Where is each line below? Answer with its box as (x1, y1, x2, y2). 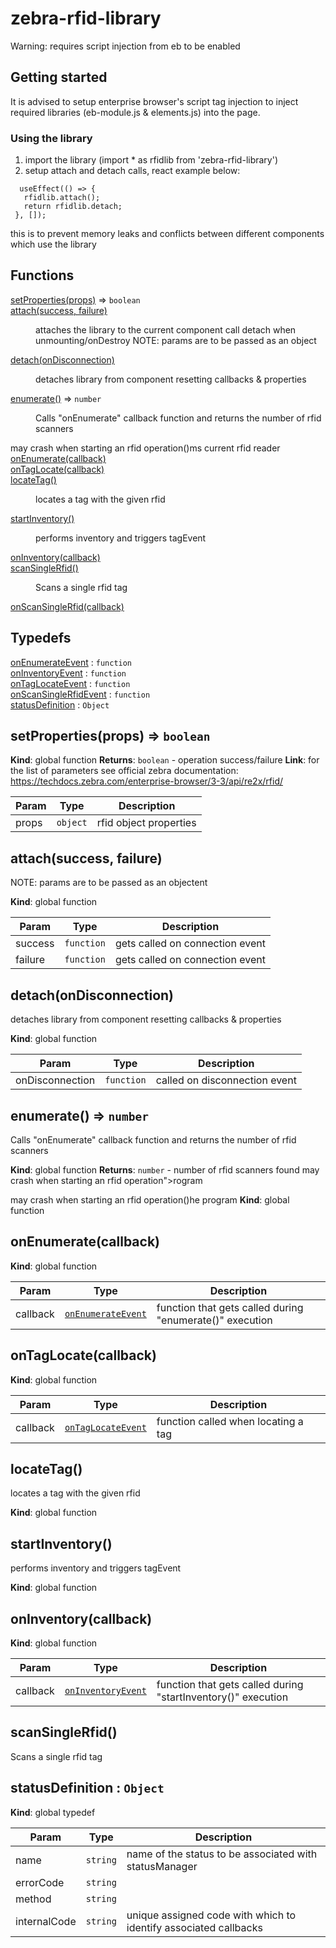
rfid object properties (96, 816, 197, 830)
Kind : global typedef (10, 1806, 96, 1818)
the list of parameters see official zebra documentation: (10, 765, 239, 777)
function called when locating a (156, 1414, 304, 1428)
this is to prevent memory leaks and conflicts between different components (10, 228, 325, 240)
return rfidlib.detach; (23, 202, 123, 212)
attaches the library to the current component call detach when (35, 323, 297, 336)
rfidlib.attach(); (23, 193, 101, 203)
